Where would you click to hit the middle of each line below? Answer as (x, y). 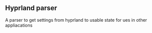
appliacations (19, 25)
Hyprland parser (31, 8)
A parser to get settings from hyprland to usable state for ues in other (76, 20)
